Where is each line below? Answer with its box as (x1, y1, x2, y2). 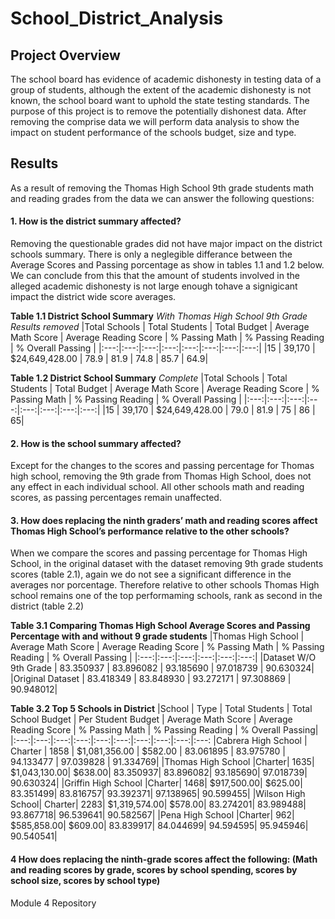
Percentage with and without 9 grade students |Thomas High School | (10, 630, 305, 642)
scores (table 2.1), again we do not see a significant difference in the (10, 568, 292, 581)
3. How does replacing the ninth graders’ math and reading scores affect (10, 514, 318, 526)
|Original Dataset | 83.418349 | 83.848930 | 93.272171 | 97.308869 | (10, 673, 292, 685)
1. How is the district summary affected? (10, 215, 182, 227)
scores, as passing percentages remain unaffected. (10, 492, 222, 504)
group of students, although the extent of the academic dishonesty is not (10, 84, 312, 96)
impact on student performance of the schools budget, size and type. (10, 127, 297, 138)
